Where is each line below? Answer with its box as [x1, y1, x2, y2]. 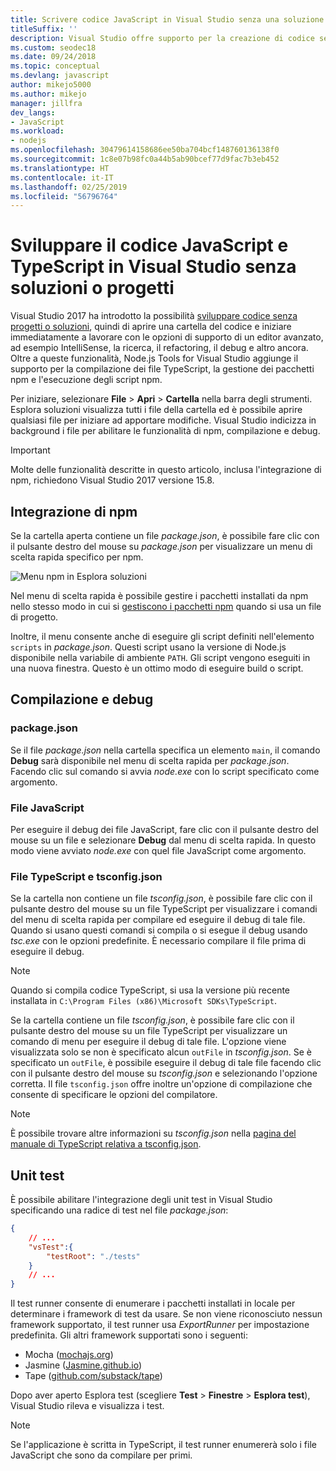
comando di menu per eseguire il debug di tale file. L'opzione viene [10, 1036, 287, 1048]
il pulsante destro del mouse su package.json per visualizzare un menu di [10, 541, 313, 552]
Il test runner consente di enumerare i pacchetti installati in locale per [10, 1297, 296, 1310]
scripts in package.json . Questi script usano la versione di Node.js [10, 641, 287, 653]
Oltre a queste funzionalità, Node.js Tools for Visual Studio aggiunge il [10, 352, 299, 365]
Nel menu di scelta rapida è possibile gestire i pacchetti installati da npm [10, 590, 309, 601]
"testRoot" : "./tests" [46, 1251, 141, 1261]
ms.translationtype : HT [10, 163, 110, 173]
